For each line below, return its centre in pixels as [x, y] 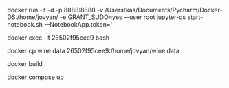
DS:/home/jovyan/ [33, 17]
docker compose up [35, 77]
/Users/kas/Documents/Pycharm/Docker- [164, 10]
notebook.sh [25, 24]
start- [195, 17]
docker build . [26, 64]
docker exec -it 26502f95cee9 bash [58, 38]
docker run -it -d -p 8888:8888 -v [55, 10]
